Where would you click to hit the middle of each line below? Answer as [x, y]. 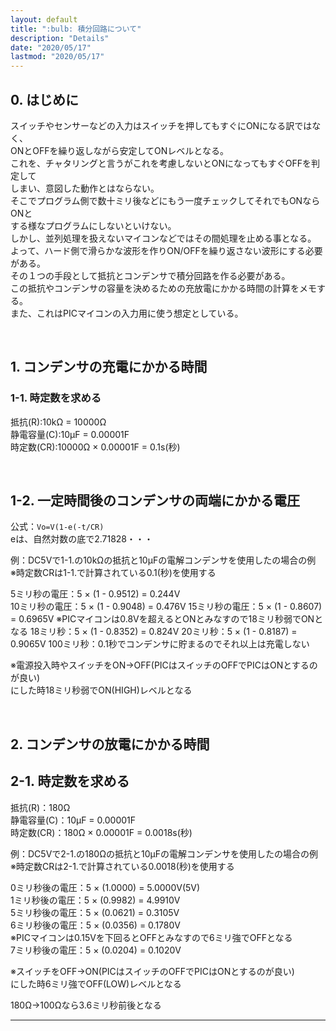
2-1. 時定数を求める [70, 781]
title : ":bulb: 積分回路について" [76, 29]
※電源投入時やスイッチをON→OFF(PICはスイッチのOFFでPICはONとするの [164, 665]
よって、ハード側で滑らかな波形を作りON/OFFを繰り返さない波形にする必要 [166, 250]
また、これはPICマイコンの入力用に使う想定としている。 [127, 313]
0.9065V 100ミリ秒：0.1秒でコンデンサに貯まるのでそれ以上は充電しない [160, 644]
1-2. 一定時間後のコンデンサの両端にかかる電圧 [155, 501]
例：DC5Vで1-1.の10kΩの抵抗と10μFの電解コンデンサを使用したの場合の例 [163, 560]
